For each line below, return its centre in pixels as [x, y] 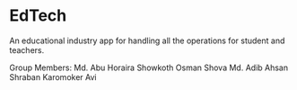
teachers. [27, 49]
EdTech [38, 16]
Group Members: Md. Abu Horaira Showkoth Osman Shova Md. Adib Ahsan [149, 67]
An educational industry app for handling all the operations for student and [147, 40]
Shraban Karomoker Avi [53, 76]
